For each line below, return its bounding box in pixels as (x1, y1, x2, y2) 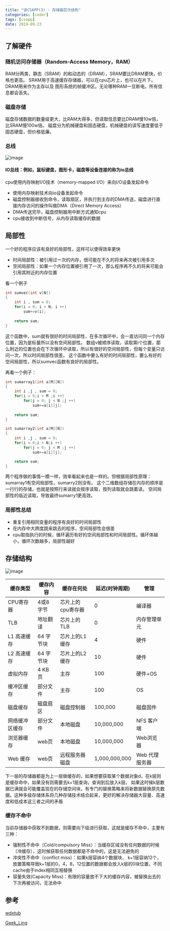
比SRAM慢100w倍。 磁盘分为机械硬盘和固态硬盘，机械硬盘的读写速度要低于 (5, 122, 163, 128)
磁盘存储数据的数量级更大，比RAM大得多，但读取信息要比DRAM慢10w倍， (5, 116, 161, 122)
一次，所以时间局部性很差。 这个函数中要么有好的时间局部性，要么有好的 (9, 352, 162, 358)
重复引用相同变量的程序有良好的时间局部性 (12, 519, 102, 525)
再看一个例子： (5, 369, 36, 375)
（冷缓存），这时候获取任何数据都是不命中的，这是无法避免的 (12, 848, 139, 854)
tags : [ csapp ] (5, 17, 35, 22)
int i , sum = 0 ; (14, 300, 51, 305)
